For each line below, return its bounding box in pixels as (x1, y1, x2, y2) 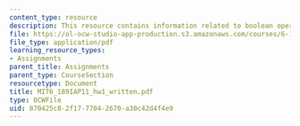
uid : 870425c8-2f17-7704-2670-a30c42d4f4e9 (9, 104, 174, 113)
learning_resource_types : (9, 46, 105, 55)
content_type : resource (9, 12, 98, 22)
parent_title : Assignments (9, 63, 110, 72)
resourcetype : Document (9, 79, 98, 88)
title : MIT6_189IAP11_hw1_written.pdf (9, 87, 154, 96)
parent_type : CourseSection (9, 71, 114, 80)
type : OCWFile (9, 95, 62, 105)
